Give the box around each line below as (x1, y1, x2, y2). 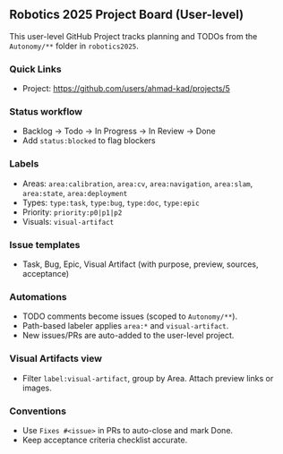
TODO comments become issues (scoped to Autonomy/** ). (21, 311, 238, 321)
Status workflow (9, 106, 83, 118)
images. (21, 382, 52, 393)
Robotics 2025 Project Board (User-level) (9, 7, 244, 22)
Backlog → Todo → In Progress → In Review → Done (21, 125, 217, 137)
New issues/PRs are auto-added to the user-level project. (21, 330, 235, 341)
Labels (9, 158, 39, 170)
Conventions (9, 405, 67, 417)
